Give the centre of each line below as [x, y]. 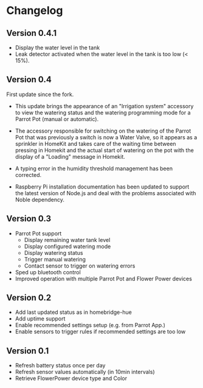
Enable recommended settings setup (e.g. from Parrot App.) [90, 325]
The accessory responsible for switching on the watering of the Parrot [103, 131]
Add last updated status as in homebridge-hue [73, 312]
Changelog [35, 11]
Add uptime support [40, 319]
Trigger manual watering [55, 259]
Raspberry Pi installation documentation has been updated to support [102, 187]
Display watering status [53, 252]
